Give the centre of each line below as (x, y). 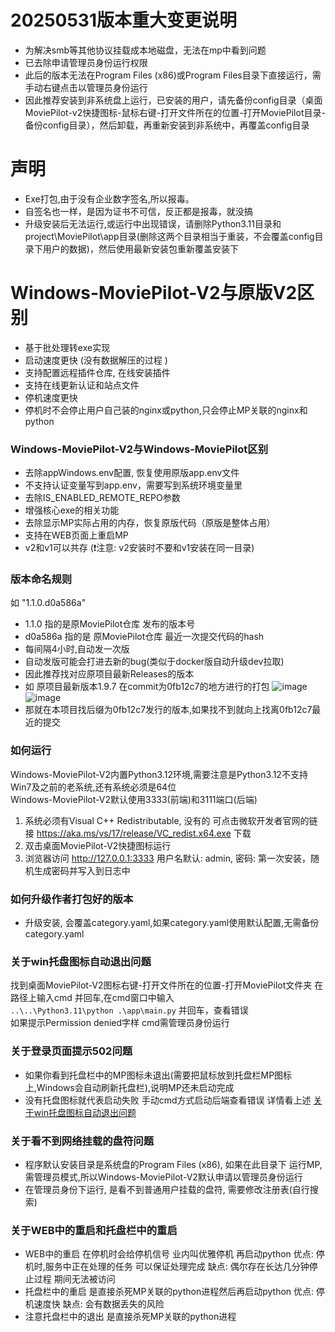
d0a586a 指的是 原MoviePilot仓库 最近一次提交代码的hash (144, 637)
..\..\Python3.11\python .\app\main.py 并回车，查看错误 (129, 1010)
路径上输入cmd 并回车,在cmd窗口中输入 (92, 998)
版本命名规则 (41, 579)
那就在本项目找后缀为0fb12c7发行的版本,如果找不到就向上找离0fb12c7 (168, 710)
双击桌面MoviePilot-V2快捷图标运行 (98, 845)
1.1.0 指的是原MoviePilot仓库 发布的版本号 (110, 624)
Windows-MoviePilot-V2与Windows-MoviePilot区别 (139, 449)
